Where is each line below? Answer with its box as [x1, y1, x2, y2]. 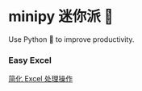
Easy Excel [8, 54, 52, 65]
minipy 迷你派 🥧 [8, 7, 114, 26]
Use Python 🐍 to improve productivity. [8, 34, 135, 44]
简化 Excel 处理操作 [8, 74, 73, 84]
